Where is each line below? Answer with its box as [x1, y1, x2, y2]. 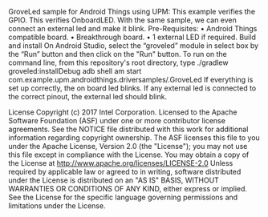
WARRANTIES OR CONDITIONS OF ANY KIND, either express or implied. [8, 184, 247, 193]
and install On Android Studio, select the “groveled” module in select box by [8, 41, 259, 50]
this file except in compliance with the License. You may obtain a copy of [8, 150, 250, 159]
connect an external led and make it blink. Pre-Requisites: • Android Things [8, 24, 258, 33]
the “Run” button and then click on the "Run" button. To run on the [8, 50, 227, 58]
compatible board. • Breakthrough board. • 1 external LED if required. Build [8, 32, 257, 42]
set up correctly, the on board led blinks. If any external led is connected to [8, 83, 257, 93]
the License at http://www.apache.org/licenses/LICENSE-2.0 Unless [8, 159, 233, 167]
